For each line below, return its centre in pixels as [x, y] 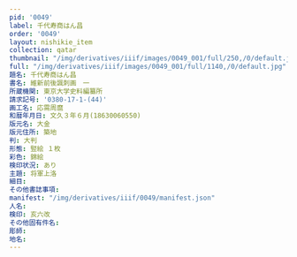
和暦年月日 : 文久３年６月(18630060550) [75, 116]
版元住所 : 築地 [33, 132]
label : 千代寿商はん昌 [46, 26]
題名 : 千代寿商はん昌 [43, 75]
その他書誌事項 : [34, 190]
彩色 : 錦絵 [27, 157]
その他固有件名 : [34, 223]
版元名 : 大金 [30, 125]
